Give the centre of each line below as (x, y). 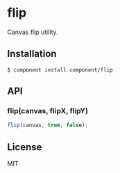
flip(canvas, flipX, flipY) (48, 111)
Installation (32, 54)
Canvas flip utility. (33, 32)
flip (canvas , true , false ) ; (48, 125)
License (25, 147)
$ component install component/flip (60, 70)
